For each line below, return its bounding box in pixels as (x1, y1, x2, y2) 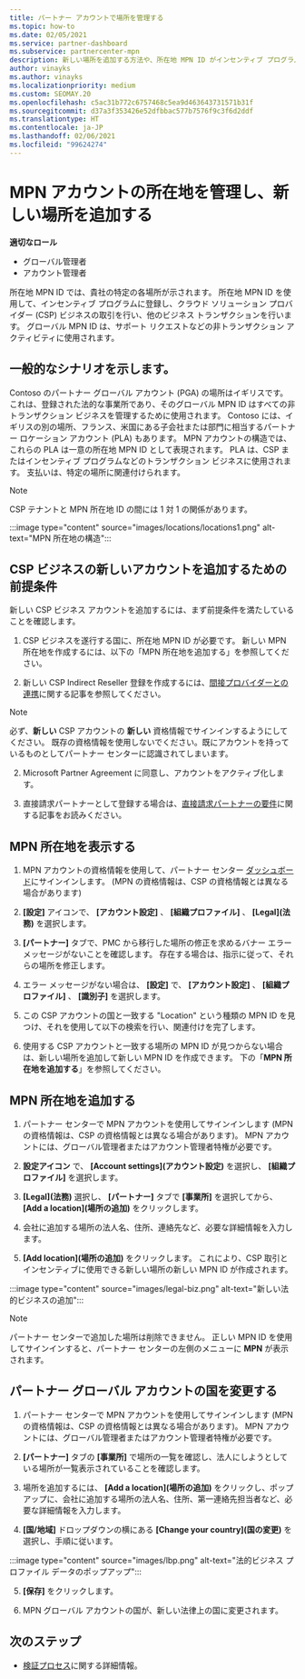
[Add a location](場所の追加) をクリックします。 (22, 1202, 204, 1214)
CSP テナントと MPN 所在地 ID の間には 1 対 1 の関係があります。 (9, 504, 252, 515)
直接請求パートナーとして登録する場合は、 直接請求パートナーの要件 (22, 798, 278, 809)
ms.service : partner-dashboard (9, 38, 128, 48)
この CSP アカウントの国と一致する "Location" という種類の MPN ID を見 (22, 1010, 296, 1021)
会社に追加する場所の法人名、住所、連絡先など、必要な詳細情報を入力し (22, 1222, 293, 1233)
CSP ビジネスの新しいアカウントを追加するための (9, 561, 288, 577)
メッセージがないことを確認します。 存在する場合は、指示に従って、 (22, 949, 279, 960)
